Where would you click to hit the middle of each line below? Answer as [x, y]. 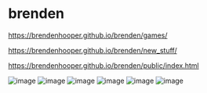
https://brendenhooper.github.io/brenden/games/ [88, 35]
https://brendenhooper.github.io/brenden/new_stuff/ [93, 50]
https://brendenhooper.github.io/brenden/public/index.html [103, 65]
